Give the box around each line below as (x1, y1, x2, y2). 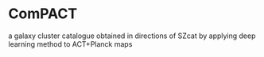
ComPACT (8, 5, 78, 23)
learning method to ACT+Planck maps (8, 39, 133, 48)
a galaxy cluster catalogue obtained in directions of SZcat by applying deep (8, 31, 256, 40)
